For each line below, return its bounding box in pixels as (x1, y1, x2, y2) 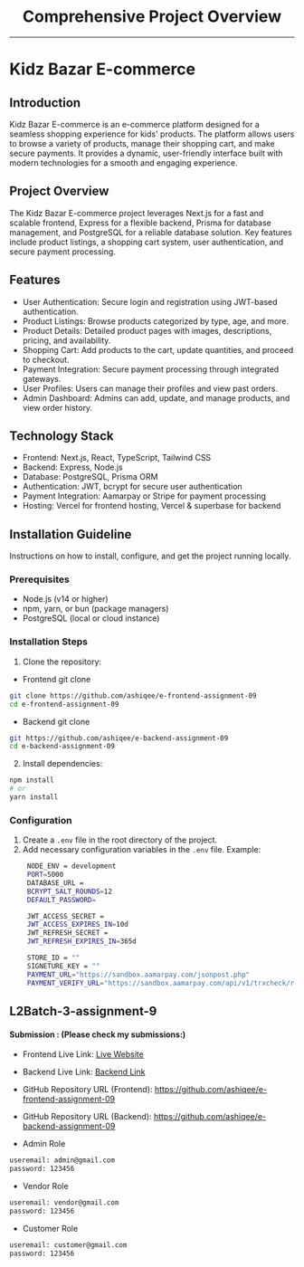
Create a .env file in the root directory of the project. (22, 834, 218, 845)
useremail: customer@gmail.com (9, 1240, 128, 1250)
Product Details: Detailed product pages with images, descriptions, (22, 325, 272, 336)
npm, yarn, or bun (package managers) (22, 604, 169, 614)
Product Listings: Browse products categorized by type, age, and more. (22, 315, 290, 327)
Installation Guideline (9, 527, 132, 542)
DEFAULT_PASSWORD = (26, 895, 97, 904)
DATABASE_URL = (26, 878, 84, 888)
